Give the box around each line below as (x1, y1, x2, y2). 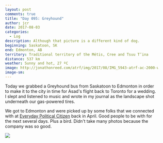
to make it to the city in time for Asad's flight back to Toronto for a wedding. (5, 88, 156, 94)
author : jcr (5, 20, 29, 26)
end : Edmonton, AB (5, 47, 42, 52)
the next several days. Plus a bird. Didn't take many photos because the (5, 118, 148, 124)
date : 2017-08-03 (5, 25, 40, 30)
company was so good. (5, 123, 52, 129)
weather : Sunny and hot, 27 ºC (5, 61, 68, 66)
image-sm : (5, 70, 25, 75)
